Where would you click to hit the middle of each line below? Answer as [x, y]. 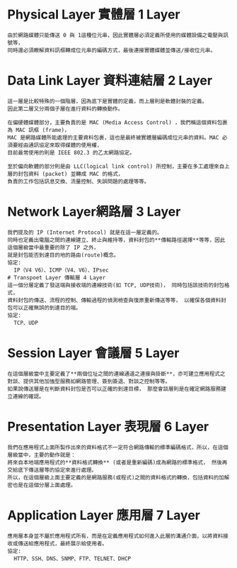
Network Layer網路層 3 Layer [94, 212]
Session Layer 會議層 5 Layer [93, 353]
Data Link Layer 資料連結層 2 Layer [110, 80]
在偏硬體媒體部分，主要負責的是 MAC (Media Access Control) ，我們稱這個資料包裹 [117, 122]
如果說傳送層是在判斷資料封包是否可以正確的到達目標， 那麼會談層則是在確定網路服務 [114, 389]
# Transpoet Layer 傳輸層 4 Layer [57, 277]
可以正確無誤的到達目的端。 [47, 308]
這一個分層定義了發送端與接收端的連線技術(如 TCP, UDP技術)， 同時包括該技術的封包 [116, 285]
